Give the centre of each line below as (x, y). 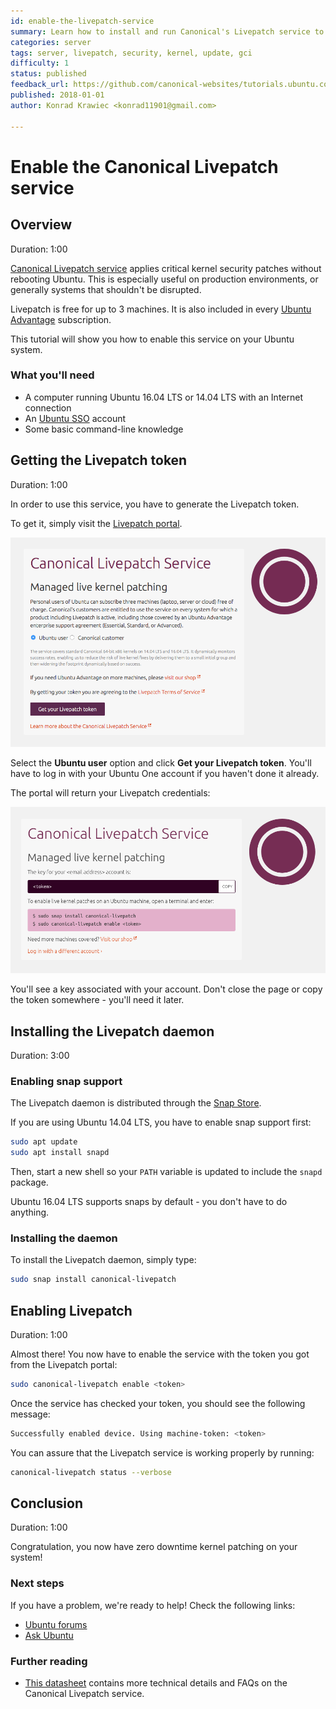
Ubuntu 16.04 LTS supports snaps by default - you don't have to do (149, 1202)
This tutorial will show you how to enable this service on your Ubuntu (152, 339)
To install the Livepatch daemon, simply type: (103, 1260)
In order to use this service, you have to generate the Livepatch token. (155, 504)
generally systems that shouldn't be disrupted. (106, 289)
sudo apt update (44, 1142)
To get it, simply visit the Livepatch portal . (96, 523)
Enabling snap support (66, 1081)
